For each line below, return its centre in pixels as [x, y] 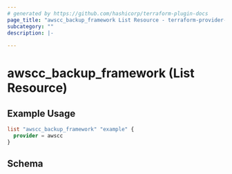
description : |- [30, 33]
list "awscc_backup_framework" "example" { [71, 129]
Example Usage [41, 114]
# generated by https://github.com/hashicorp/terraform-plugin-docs [108, 13]
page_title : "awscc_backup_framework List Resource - [86, 20]
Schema [25, 164]
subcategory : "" [30, 26]
